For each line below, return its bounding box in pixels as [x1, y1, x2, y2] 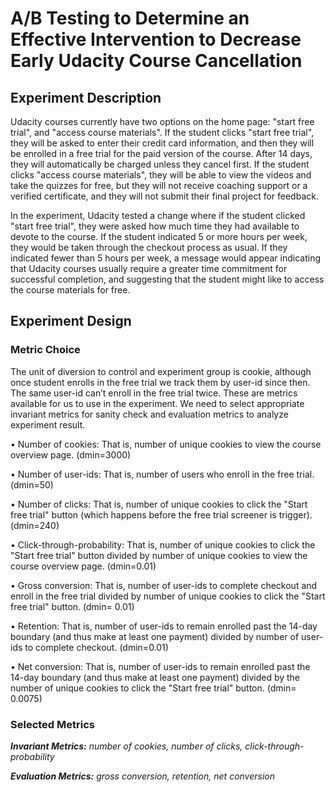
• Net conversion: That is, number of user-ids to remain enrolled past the [10, 660, 311, 672]
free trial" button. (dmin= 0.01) [10, 600, 135, 612]
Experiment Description [10, 89, 162, 106]
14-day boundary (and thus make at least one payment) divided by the [10, 671, 301, 683]
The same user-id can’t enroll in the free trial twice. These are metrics [10, 387, 298, 399]
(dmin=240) [10, 519, 60, 531]
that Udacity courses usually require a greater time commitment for [10, 263, 288, 274]
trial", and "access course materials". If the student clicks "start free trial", [10, 127, 315, 138]
